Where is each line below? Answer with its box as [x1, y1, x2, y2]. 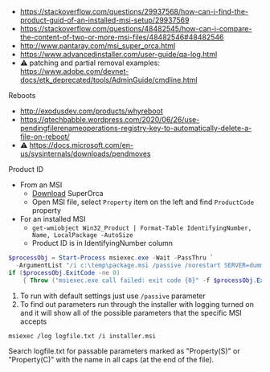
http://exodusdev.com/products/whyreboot [19, 106, 163, 116]
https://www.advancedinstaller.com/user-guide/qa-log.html [19, 50, 218, 59]
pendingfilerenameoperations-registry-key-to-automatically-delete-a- [19, 124, 252, 133]
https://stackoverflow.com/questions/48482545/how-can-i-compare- [19, 24, 252, 33]
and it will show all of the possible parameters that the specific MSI [19, 308, 243, 317]
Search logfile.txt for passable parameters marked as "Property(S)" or [8, 345, 240, 356]
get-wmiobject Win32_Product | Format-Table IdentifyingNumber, [31, 224, 252, 232]
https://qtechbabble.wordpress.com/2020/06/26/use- [19, 115, 200, 124]
